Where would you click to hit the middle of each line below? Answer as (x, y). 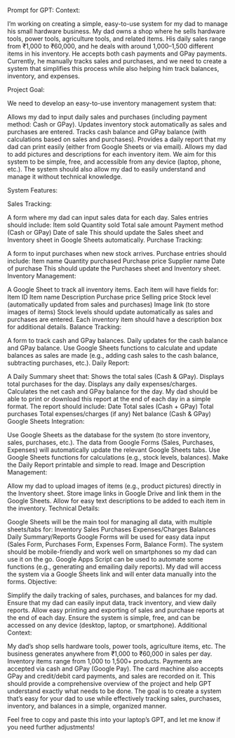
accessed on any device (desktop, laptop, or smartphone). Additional (107, 625)
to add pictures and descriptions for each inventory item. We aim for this (112, 154)
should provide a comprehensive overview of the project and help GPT (109, 684)
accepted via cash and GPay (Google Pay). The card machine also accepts (115, 668)
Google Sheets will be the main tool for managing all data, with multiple (110, 522)
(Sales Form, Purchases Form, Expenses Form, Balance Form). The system (115, 544)
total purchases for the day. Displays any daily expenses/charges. (102, 384)
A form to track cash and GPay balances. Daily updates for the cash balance (117, 341)
